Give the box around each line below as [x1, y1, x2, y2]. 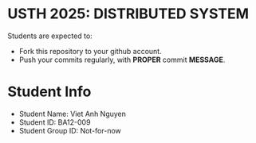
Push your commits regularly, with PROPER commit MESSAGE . [18, 55, 226, 64]
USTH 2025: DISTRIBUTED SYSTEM [7, 5, 249, 23]
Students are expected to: [7, 31, 93, 41]
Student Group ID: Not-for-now [18, 126, 121, 135]
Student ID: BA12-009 [18, 117, 91, 127]
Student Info [7, 83, 92, 101]
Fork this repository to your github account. [18, 46, 162, 56]
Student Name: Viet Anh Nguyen [18, 109, 127, 118]
